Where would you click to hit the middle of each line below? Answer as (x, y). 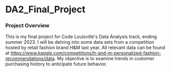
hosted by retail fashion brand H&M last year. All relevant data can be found (85, 48)
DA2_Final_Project (45, 10)
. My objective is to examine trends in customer (105, 59)
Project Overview (27, 26)
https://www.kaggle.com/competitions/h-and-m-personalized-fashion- (86, 53)
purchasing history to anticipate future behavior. (56, 64)
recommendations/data (30, 59)
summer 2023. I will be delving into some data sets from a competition (80, 42)
